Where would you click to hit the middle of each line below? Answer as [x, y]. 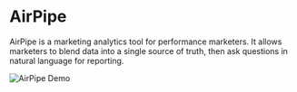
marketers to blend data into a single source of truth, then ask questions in [149, 51]
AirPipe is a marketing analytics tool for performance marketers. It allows [146, 41]
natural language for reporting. [67, 60]
